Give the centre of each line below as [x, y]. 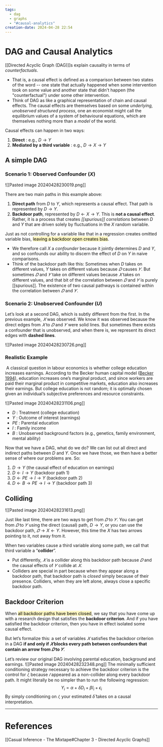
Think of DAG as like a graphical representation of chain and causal [79, 101]
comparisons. [26, 259]
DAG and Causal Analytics [59, 52]
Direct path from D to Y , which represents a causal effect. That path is [82, 204]
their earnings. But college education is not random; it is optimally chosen [79, 389]
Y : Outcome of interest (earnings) [46, 418]
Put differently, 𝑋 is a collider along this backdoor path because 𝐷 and [82, 560]
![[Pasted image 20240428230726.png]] [46, 345]
